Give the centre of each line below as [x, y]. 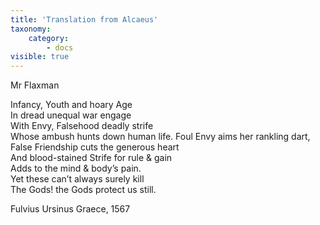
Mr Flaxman [35, 85]
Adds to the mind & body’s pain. [76, 168]
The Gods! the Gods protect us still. [83, 190]
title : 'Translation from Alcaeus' [84, 19]
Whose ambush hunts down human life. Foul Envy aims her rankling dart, [160, 137]
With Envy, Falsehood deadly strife [82, 126]
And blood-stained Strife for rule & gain [91, 158]
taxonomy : [31, 29]
